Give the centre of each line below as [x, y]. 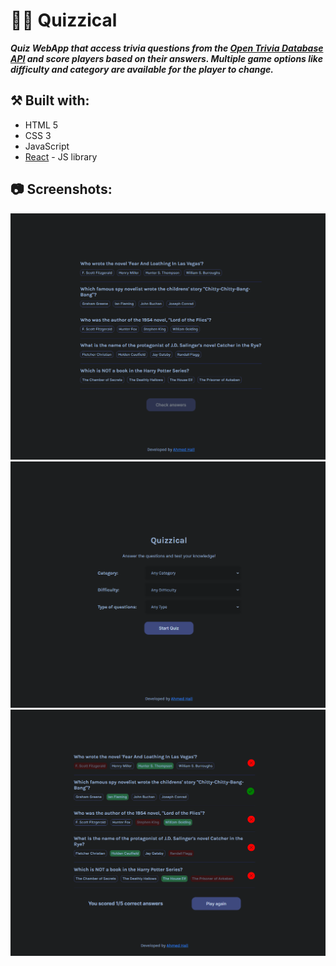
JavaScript [47, 146]
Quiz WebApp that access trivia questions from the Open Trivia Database [167, 48]
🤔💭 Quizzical [64, 20]
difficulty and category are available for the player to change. [142, 69]
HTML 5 [41, 125]
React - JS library [61, 156]
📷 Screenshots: [61, 189]
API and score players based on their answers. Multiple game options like [166, 58]
